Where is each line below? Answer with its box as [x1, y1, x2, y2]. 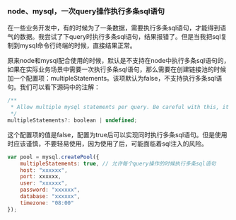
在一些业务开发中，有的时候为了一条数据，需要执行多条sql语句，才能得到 [7, 23, 220, 33]
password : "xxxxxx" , [20, 186, 81, 194]
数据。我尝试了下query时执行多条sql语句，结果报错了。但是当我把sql [19, 33, 221, 41]
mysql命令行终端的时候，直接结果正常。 [19, 41, 136, 50]
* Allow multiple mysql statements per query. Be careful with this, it [10, 104, 230, 111]
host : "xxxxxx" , [20, 166, 69, 174]
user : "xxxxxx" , [20, 180, 69, 187]
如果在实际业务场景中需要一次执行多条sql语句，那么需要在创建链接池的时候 [7, 65, 227, 74]
